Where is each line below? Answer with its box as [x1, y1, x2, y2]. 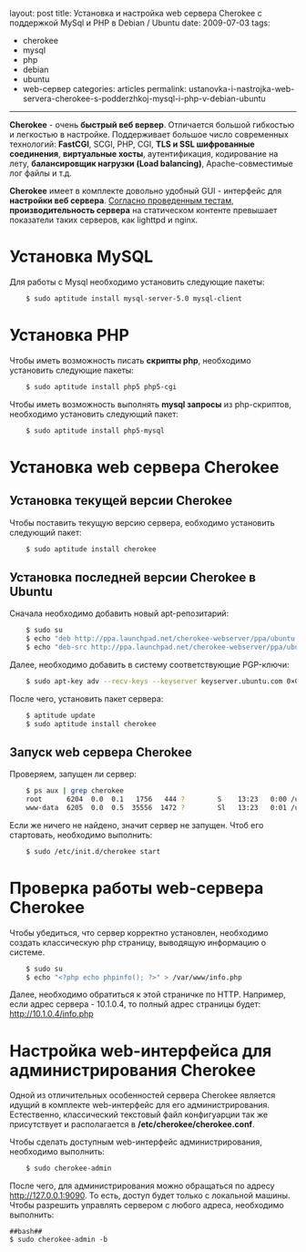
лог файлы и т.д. [9, 168, 73, 179]
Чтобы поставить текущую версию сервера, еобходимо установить [9, 517, 275, 528]
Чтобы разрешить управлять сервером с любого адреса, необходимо [9, 1200, 284, 1211]
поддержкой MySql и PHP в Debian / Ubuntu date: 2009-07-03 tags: [9, 17, 270, 28]
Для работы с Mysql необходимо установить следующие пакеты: [9, 276, 266, 287]
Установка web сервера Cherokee [9, 457, 280, 477]
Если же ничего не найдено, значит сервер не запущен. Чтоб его [9, 819, 264, 830]
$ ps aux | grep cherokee [25, 786, 125, 795]
